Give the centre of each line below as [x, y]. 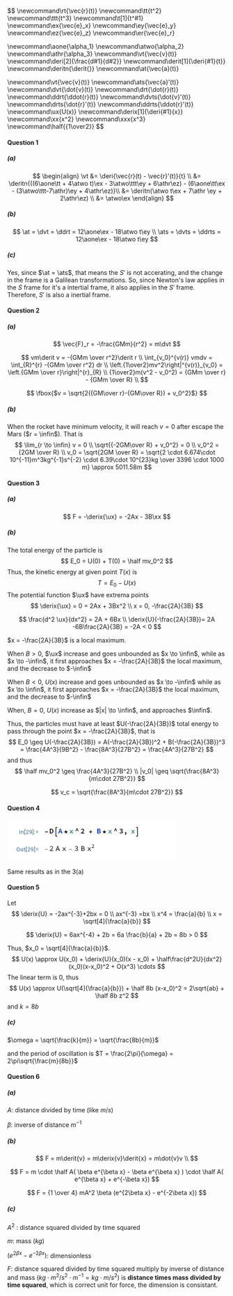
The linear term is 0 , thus [43, 977]
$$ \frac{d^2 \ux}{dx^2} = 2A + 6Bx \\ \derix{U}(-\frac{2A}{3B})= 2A [117, 619]
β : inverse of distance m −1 [45, 1124]
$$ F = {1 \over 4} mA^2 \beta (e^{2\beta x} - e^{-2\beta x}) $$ [117, 1192]
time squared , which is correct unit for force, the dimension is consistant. [113, 1285]
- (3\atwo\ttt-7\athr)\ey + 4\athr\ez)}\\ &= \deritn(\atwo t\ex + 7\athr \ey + [117, 191]
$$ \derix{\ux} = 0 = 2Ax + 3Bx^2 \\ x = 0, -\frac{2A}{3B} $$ [117, 606]
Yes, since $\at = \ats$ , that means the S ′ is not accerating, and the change [115, 272]
